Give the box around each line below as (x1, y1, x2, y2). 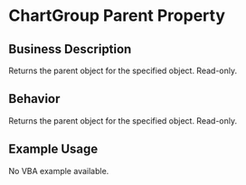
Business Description (8, 42, 132, 57)
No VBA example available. (8, 165, 109, 176)
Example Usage (8, 142, 99, 157)
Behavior (8, 91, 61, 106)
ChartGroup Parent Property (8, 5, 226, 26)
